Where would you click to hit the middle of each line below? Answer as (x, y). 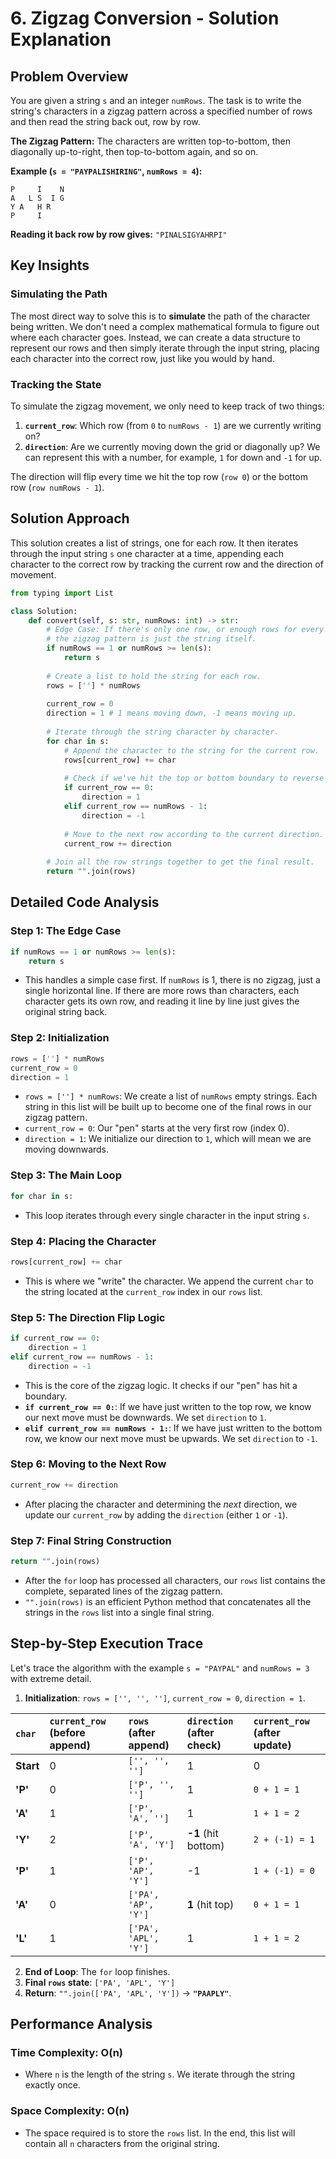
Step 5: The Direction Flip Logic (88, 1317)
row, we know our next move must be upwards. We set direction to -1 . (171, 1438)
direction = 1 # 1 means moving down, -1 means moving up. (172, 713)
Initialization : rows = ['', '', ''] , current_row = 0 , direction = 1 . (165, 1698)
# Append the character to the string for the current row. (191, 750)
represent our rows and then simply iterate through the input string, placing (165, 348)
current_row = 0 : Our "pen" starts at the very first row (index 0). (157, 1128)
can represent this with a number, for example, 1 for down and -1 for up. (173, 457)
